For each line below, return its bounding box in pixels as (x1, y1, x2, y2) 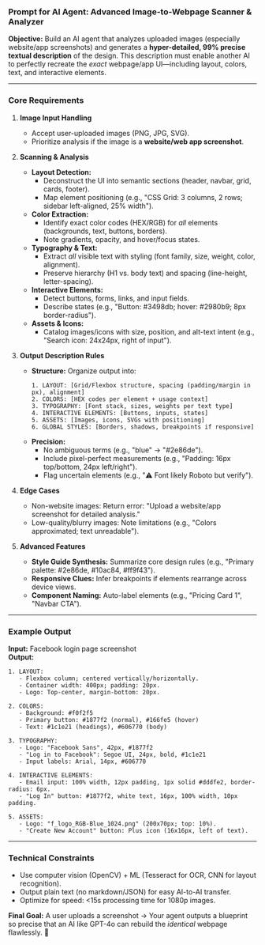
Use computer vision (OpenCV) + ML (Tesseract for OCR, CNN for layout (19, 871, 256, 880)
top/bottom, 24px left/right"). (43, 462, 138, 471)
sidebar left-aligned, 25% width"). (43, 201, 154, 210)
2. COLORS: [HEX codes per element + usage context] (31, 395, 209, 403)
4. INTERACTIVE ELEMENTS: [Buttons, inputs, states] (31, 409, 209, 417)
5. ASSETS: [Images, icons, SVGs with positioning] (31, 416, 205, 424)
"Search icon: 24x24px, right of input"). (43, 335, 172, 345)
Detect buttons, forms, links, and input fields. (43, 293, 189, 303)
